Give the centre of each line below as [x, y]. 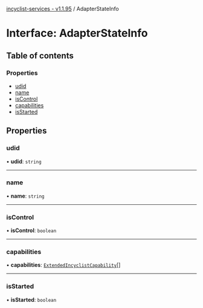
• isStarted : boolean [31, 300]
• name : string [25, 196]
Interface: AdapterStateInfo [77, 33]
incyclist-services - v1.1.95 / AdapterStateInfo [63, 9]
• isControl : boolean [31, 230]
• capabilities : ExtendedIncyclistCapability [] [63, 265]
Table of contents [40, 55]
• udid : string [24, 161]
